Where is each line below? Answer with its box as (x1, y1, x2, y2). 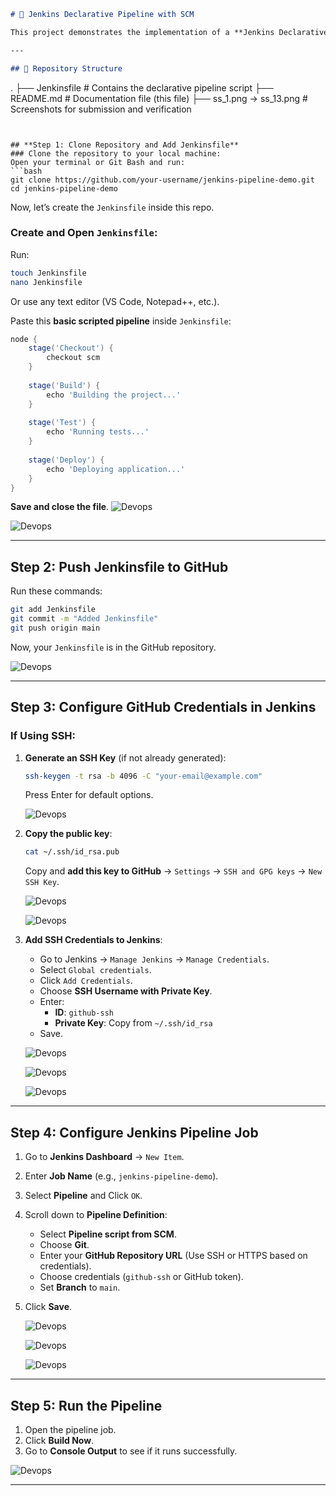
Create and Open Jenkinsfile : (10, 226, 158, 240)
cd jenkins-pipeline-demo (10, 183, 118, 194)
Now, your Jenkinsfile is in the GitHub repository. (10, 641, 217, 653)
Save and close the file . (10, 501, 110, 513)
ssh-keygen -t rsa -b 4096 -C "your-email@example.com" (24, 771, 263, 781)
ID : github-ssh (54, 1006, 115, 1019)
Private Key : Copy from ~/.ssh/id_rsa (54, 1017, 213, 1029)
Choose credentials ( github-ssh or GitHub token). (39, 1271, 244, 1283)
